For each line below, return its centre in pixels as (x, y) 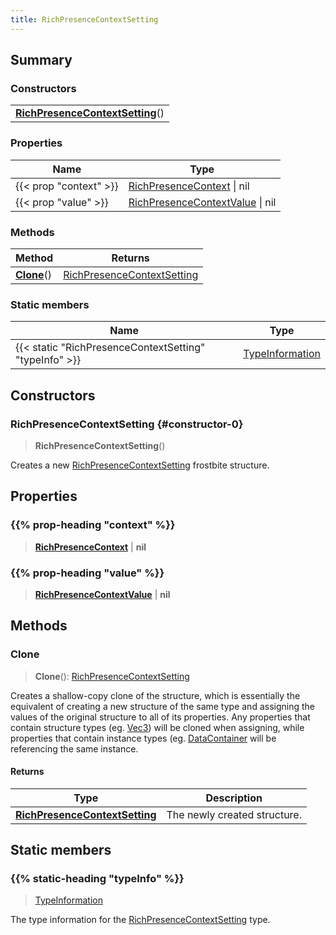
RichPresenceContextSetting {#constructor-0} (127, 424)
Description (234, 798)
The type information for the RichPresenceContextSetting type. (140, 920)
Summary (41, 60)
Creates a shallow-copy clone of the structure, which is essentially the (155, 695)
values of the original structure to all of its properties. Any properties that (160, 717)
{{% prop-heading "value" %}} (87, 573)
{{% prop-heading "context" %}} (93, 525)
